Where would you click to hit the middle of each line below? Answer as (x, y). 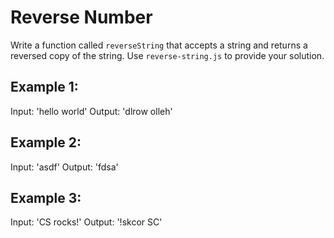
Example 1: (44, 87)
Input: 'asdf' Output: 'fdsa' (64, 167)
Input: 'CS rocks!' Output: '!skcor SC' (86, 222)
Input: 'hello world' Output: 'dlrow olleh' (91, 111)
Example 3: (46, 197)
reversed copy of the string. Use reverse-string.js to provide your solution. (167, 55)
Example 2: (46, 142)
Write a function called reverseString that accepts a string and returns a (159, 45)
